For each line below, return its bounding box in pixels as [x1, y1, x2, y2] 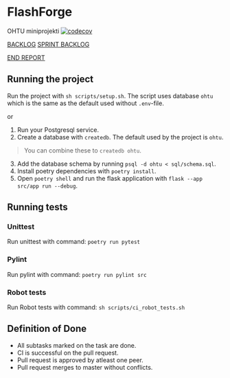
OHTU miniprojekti [7, 27, 60, 35]
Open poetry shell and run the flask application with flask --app [16, 174, 203, 182]
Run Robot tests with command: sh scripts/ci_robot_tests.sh [7, 303, 185, 311]
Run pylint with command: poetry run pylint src [7, 270, 147, 278]
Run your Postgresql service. [16, 125, 100, 134]
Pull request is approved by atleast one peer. [16, 355, 144, 364]
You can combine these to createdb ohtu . [23, 146, 142, 155]
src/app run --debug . [16, 181, 78, 190]
